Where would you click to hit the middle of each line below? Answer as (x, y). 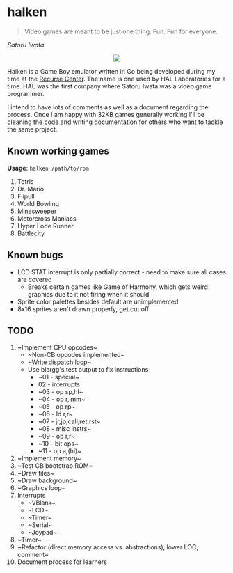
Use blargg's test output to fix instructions (88, 370)
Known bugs (35, 255)
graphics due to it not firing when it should (88, 294)
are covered (34, 279)
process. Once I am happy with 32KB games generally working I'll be (106, 114)
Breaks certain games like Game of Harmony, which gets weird (118, 287)
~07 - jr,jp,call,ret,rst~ (69, 421)
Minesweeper (37, 211)
